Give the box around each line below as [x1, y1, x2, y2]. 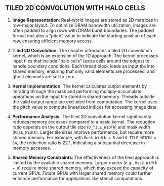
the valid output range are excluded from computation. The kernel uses [12, 98, 158, 105]
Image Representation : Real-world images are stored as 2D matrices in [12, 17, 158, 23]
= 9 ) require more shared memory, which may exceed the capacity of [12, 165, 154, 171]
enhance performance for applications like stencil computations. [12, 175, 144, 181]
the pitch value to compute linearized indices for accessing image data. [12, 104, 158, 110]
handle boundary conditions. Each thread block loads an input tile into [12, 63, 155, 69]
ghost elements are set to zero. [12, 73, 76, 79]
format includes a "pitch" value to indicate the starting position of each [12, 32, 157, 38]
